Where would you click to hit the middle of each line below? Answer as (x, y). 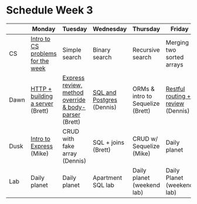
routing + (178, 96)
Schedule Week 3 (50, 10)
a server (42, 103)
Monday (44, 29)
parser (72, 114)
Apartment (107, 178)
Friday (179, 29)
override (74, 99)
